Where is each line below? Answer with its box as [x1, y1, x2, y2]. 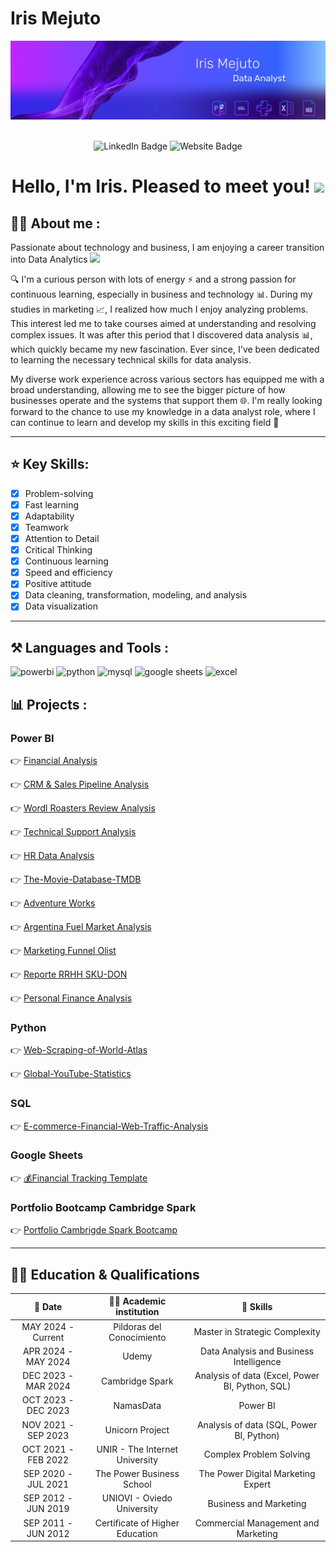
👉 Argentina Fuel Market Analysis [10, 920, 152, 932]
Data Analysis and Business [200, 1345, 315, 1357]
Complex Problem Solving [203, 1448, 311, 1461]
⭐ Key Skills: [10, 456, 90, 473]
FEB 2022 [27, 1453, 70, 1466]
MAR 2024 [25, 1380, 71, 1392]
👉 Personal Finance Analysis [10, 992, 133, 1004]
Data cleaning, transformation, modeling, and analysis [24, 589, 248, 601]
